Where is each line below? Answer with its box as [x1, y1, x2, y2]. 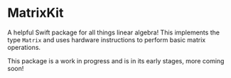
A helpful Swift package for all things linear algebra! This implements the [7, 28, 220, 37]
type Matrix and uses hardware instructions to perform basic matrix [7, 35, 206, 44]
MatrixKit [7, 5, 64, 21]
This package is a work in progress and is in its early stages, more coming [7, 56, 225, 65]
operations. [7, 43, 41, 51]
